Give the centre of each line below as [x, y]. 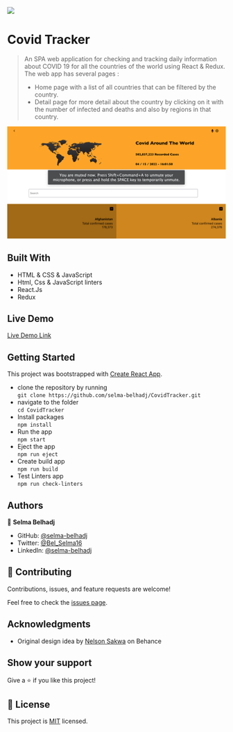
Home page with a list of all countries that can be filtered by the [125, 87]
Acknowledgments [49, 625]
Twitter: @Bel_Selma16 [50, 543]
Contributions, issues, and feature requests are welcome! [89, 589]
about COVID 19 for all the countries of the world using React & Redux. [124, 66]
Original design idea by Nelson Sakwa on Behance [89, 641]
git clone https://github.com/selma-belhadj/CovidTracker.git [109, 396]
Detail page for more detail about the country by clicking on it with [129, 101]
